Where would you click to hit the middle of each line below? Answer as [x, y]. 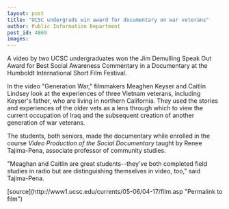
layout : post [26, 13]
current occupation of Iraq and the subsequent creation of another [101, 115]
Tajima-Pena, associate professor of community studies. [86, 151]
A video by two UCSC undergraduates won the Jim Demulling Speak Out [109, 58]
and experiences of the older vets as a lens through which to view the [105, 108]
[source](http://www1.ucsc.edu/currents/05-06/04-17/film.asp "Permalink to [115, 192]
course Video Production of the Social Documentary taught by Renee [105, 143]
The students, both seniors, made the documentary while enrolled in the [109, 136]
